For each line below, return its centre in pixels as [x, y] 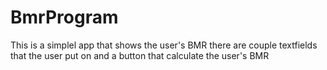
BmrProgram [64, 17]
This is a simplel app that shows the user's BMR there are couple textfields [164, 45]
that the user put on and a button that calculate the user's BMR [140, 55]
